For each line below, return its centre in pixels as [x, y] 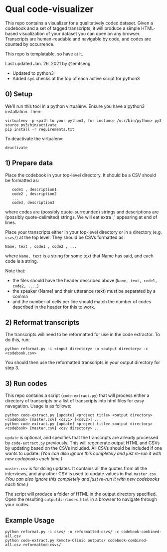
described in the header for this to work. [54, 307]
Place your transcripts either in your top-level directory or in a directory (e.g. [83, 232]
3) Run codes [26, 383]
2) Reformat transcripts [42, 322]
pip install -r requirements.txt [40, 129]
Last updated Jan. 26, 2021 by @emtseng [48, 63]
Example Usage [30, 520]
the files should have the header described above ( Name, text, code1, [85, 280]
